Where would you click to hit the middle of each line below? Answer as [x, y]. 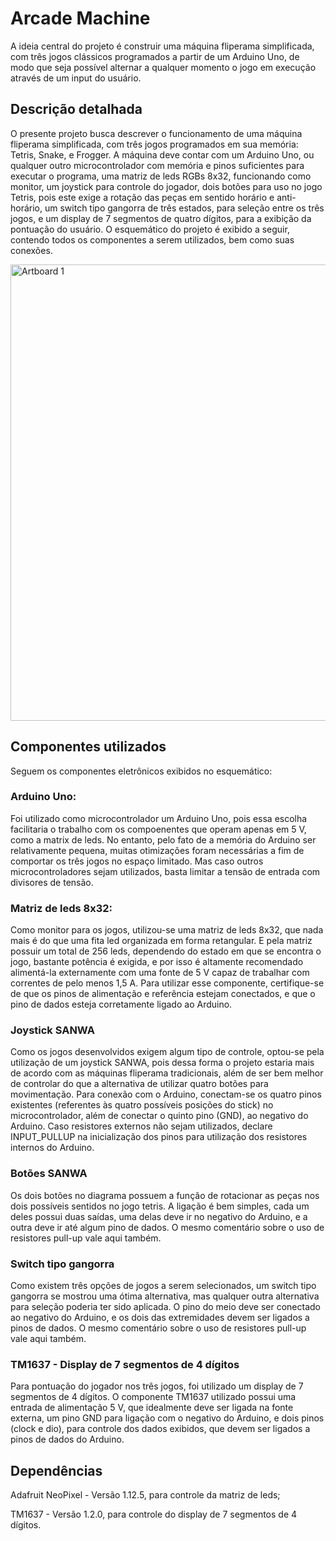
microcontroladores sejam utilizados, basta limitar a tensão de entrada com [165, 871]
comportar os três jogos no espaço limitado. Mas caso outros [137, 861]
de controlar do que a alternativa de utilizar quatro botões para [139, 1084]
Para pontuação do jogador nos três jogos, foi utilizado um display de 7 [157, 1386]
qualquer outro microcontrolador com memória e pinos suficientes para [157, 165]
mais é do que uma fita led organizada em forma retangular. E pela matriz [161, 941]
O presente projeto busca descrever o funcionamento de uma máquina [156, 133]
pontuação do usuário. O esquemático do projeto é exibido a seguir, [150, 229]
